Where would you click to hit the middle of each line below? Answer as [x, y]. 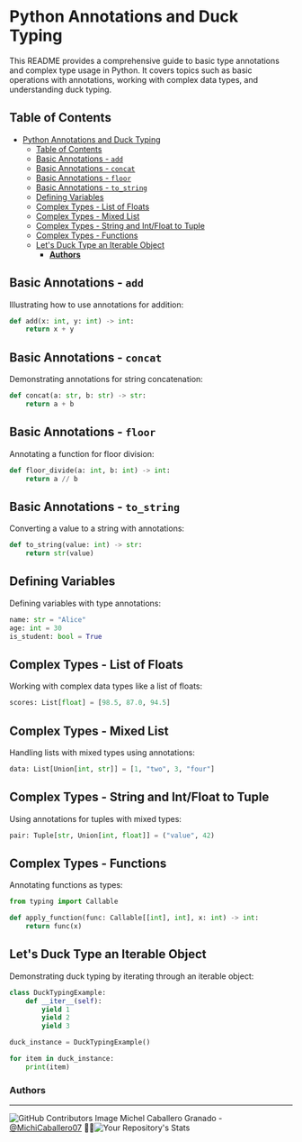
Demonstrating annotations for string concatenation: [107, 379]
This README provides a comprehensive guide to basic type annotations [145, 60]
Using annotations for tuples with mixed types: [96, 818]
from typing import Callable [64, 902]
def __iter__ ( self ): [64, 1001]
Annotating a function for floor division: [82, 453]
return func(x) [54, 927]
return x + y [50, 329]
